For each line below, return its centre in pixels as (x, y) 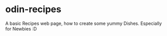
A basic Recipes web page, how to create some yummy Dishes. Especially (84, 23)
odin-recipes (33, 9)
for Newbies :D (21, 28)
